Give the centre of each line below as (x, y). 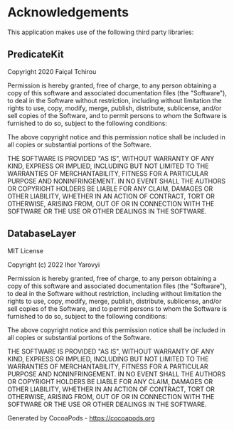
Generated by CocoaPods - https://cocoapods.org (81, 418)
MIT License (26, 250)
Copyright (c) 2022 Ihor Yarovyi (54, 265)
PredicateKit (36, 54)
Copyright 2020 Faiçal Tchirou (52, 71)
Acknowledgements (68, 12)
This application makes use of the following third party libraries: (101, 32)
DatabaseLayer (42, 234)
